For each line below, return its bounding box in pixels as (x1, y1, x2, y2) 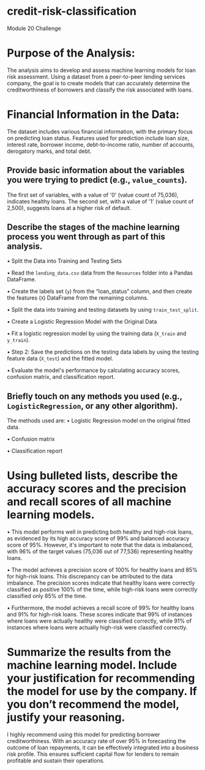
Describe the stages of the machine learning (7, 222, 180, 233)
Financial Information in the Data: (7, 107, 180, 122)
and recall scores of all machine (7, 495, 172, 509)
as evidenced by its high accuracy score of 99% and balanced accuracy (7, 535, 190, 542)
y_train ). (7, 336, 30, 344)
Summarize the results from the (7, 645, 171, 659)
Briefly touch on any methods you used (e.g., (7, 391, 182, 402)
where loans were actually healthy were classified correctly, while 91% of (7, 617, 192, 624)
